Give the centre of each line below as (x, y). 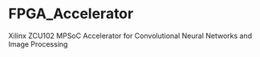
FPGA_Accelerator (71, 14)
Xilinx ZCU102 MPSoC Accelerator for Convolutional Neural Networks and (130, 36)
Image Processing (38, 44)
